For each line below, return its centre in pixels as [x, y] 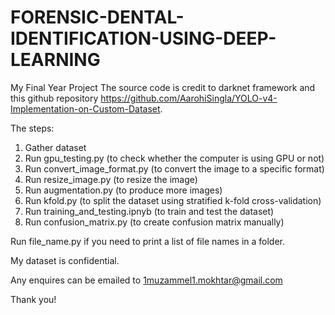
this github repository [54, 98]
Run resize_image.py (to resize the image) [111, 179]
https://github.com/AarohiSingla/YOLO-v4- [189, 98]
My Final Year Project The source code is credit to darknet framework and [163, 87]
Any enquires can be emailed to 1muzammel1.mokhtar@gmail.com [146, 280]
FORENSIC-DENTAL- [97, 17]
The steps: [32, 128]
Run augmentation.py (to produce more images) [123, 190]
